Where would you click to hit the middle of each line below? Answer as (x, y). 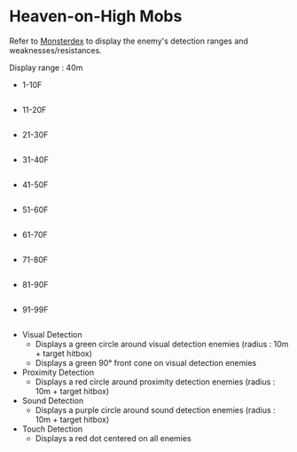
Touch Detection (52, 429)
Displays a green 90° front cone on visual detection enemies (146, 362)
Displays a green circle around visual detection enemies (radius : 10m (162, 344)
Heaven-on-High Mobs (96, 16)
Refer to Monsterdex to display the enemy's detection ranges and (129, 41)
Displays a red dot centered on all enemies (113, 438)
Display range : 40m (46, 67)
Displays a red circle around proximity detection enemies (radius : (155, 381)
